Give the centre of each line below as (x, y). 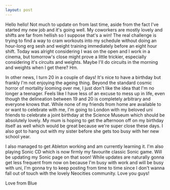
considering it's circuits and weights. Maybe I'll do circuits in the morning (82, 62)
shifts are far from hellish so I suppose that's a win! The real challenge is (81, 35)
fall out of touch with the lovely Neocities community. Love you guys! (77, 173)
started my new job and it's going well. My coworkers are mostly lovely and (84, 30)
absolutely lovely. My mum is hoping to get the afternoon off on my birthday (84, 120)
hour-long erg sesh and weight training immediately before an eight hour (81, 46)
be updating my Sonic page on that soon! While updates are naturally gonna (85, 157)
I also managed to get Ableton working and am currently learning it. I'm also (84, 146)
